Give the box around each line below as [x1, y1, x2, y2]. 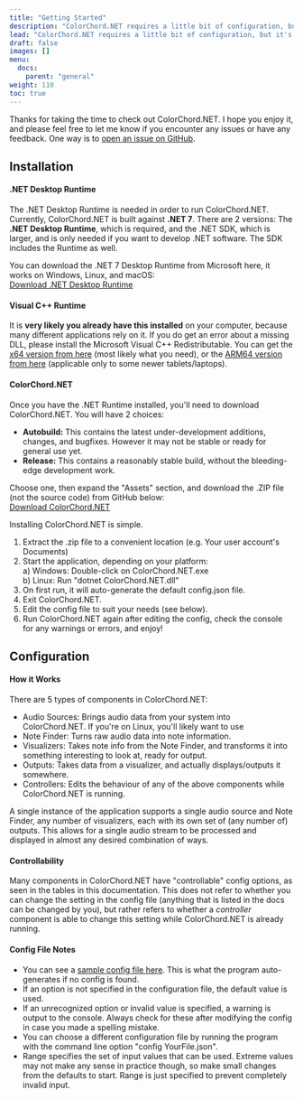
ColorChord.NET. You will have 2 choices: [9, 408, 165, 420]
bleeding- [251, 455, 288, 466]
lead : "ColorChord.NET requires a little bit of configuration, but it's [9, 30, 293, 39]
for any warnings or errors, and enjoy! [22, 622, 164, 633]
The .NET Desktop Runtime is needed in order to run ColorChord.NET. [9, 204, 269, 215]
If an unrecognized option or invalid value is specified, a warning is [22, 1002, 271, 1013]
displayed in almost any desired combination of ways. [9, 834, 209, 845]
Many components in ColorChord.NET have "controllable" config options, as [9, 875, 293, 886]
